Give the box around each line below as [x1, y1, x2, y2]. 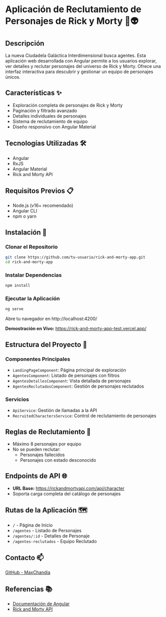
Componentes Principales [5, 355, 71, 362]
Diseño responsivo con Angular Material [12, 123, 96, 130]
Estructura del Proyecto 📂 [5, 340, 87, 349]
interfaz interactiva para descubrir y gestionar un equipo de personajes [5, 68, 153, 75]
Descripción [5, 39, 44, 48]
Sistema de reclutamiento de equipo [12, 118, 88, 124]
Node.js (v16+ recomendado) [12, 202, 74, 209]
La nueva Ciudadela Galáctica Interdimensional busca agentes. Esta [5, 52, 146, 58]
